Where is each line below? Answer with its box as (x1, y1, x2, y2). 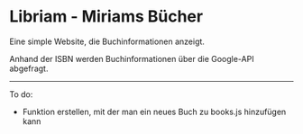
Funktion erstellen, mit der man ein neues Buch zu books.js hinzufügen (22, 106, 287, 117)
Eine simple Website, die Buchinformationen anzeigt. (9, 36, 206, 47)
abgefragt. (9, 63, 49, 74)
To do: (9, 88, 33, 100)
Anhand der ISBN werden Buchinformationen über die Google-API (9, 53, 254, 64)
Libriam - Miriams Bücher (9, 6, 204, 27)
